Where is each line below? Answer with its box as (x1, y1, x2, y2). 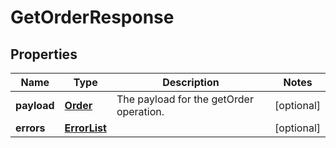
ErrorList (64, 121, 107, 135)
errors (15, 121, 46, 135)
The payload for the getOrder (116, 92, 254, 106)
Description (162, 76, 220, 89)
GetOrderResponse (10, 6, 175, 29)
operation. (116, 105, 165, 118)
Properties (10, 46, 78, 63)
